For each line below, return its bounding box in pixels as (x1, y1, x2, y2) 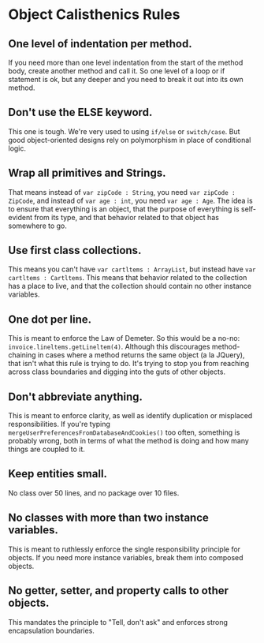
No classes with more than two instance (8, 511, 209, 525)
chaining (8, 350, 37, 360)
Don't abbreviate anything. (8, 390, 143, 403)
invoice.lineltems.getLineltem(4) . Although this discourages (8, 342, 210, 352)
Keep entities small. (8, 467, 108, 480)
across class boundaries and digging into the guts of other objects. (8, 367, 226, 376)
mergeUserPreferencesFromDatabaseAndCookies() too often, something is (8, 428, 240, 437)
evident (8, 212, 33, 222)
